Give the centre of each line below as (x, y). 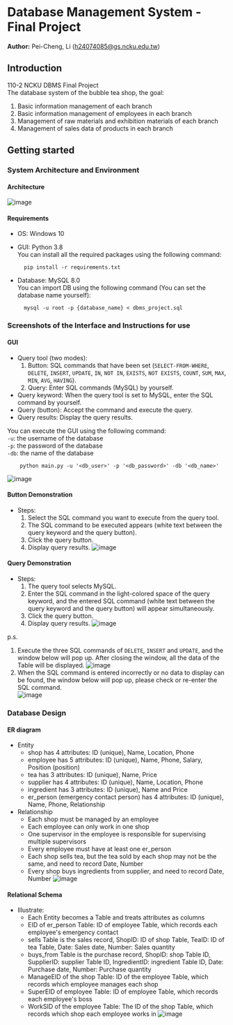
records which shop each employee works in (92, 1014)
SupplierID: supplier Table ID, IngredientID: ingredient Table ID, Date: (126, 962)
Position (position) (54, 767)
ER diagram (24, 730)
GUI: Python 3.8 (40, 247)
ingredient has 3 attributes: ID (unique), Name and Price (107, 790)
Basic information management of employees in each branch (105, 113)
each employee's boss (60, 999)
